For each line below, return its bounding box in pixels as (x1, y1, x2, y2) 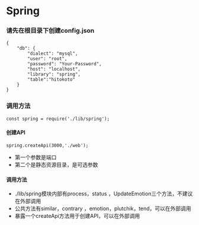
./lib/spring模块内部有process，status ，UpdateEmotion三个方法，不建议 (14, 190, 193, 197)
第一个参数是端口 (14, 153, 57, 161)
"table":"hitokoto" (27, 77, 76, 83)
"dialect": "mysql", (27, 50, 78, 57)
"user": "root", (27, 56, 68, 62)
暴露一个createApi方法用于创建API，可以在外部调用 (14, 213, 140, 220)
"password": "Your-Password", (27, 61, 102, 67)
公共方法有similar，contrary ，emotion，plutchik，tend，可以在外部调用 (14, 205, 191, 212)
